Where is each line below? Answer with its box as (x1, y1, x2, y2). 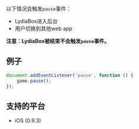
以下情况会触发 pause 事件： (6, 5, 72, 12)
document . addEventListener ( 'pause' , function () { (6, 72, 134, 78)
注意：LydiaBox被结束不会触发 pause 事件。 (6, 38, 110, 44)
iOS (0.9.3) (14, 117, 41, 124)
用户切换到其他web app (14, 25, 73, 32)
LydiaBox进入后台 (14, 18, 58, 25)
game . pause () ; (17, 78, 51, 84)
